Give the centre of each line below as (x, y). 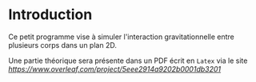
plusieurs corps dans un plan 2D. (63, 45)
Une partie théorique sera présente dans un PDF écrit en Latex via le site (128, 61)
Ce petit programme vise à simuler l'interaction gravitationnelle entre (121, 37)
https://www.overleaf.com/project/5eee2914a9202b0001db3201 (115, 68)
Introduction (50, 15)
